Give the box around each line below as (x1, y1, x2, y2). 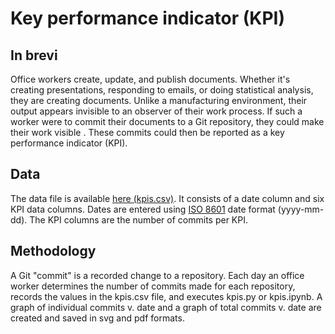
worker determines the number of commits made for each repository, (10, 280, 296, 292)
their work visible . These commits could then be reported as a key (10, 127, 285, 138)
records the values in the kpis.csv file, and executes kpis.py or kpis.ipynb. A (10, 290, 323, 302)
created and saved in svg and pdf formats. (10, 312, 185, 324)
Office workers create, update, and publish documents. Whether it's (10, 73, 291, 85)
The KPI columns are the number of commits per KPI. (29, 213, 248, 226)
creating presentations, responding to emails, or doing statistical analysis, (10, 84, 314, 96)
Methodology (10, 243, 97, 260)
